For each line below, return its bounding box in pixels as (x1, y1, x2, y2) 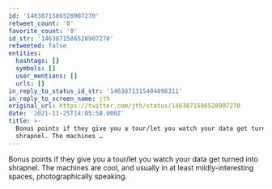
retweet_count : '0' (8, 19, 74, 27)
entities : (8, 49, 42, 57)
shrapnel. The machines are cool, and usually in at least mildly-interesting (8, 162, 254, 172)
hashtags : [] (15, 57, 60, 65)
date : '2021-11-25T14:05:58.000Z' (8, 110, 125, 118)
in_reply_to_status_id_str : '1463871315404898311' (8, 86, 183, 95)
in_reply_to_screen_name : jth (8, 94, 111, 103)
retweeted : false (8, 42, 67, 50)
